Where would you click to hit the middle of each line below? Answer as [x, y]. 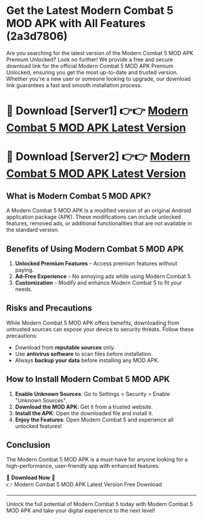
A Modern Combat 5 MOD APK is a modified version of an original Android [99, 211]
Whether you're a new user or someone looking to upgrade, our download [98, 79]
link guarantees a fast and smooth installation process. [74, 85]
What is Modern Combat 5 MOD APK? [79, 196]
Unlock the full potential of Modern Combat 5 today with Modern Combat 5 [100, 504]
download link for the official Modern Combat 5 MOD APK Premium [90, 66]
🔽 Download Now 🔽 [31, 478]
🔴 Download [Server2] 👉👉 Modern [98, 156]
